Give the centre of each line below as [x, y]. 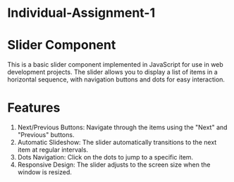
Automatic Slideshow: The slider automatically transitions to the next [117, 143]
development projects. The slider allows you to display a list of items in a [113, 72]
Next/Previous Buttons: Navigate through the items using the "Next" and [122, 127]
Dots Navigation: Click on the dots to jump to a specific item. [105, 157]
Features [34, 108]
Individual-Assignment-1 [81, 13]
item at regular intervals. [53, 150]
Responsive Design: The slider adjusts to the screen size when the [114, 165]
